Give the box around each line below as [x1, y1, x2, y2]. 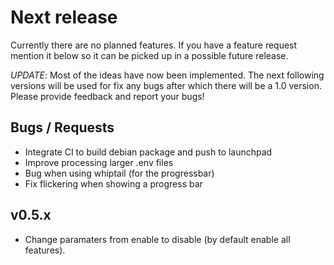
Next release [10, 6, 118, 29]
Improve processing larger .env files [24, 156, 174, 168]
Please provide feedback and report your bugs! [10, 90, 205, 102]
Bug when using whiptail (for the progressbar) [24, 167, 215, 179]
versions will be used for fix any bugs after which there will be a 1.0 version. [10, 79, 322, 91]
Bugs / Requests [10, 119, 115, 136]
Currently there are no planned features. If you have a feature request [10, 39, 298, 51]
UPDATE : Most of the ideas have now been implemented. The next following [10, 69, 325, 81]
